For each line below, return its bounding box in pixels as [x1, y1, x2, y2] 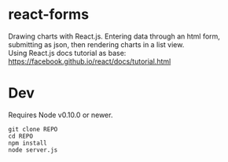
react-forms [8, 6, 89, 24]
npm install [8, 139, 47, 147]
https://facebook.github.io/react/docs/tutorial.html [8, 57, 171, 66]
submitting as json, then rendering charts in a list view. [8, 39, 185, 49]
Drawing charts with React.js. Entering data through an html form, [8, 31, 220, 41]
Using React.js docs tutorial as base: [8, 48, 127, 57]
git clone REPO [8, 125, 58, 133]
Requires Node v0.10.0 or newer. [8, 110, 113, 120]
